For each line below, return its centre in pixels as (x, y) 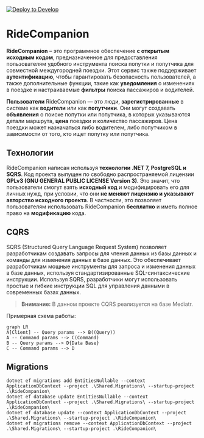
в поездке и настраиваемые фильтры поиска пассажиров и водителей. (100, 90)
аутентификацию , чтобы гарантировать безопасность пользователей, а (101, 77)
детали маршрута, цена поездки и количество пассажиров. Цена (92, 121)
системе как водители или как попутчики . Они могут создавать (91, 108)
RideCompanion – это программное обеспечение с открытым (88, 51)
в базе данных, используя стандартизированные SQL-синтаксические (98, 273)
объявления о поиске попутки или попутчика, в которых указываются (98, 114)
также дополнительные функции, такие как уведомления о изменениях (100, 83)
